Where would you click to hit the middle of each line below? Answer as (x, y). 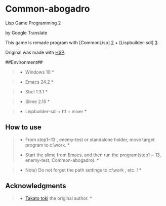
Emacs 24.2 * (39, 82)
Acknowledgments (36, 186)
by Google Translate (26, 32)
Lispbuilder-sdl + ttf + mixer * (56, 111)
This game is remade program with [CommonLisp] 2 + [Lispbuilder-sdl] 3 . (82, 42)
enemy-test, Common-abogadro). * (62, 160)
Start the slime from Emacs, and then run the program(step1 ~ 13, (93, 155)
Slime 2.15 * (37, 101)
